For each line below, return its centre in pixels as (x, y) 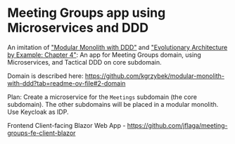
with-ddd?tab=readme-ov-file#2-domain (66, 83)
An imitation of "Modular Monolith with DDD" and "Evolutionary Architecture (118, 47)
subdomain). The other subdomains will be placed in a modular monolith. (113, 104)
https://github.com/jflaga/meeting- (177, 125)
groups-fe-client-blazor (42, 133)
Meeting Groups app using (87, 13)
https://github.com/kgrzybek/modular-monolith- (155, 76)
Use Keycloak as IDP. (38, 112)
